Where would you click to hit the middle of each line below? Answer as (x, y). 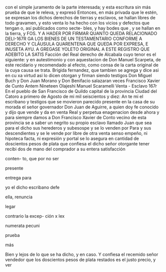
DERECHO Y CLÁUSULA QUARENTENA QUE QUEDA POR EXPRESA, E (77, 44)
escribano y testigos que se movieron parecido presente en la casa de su (80, 102)
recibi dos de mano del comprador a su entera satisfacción (65, 149)
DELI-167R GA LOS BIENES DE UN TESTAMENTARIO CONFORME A (74, 39)
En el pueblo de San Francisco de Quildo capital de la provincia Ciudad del (81, 91)
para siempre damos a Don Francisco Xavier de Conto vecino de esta (76, 117)
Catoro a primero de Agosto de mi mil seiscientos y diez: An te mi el (74, 96)
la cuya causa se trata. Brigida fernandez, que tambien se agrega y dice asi (82, 70)
